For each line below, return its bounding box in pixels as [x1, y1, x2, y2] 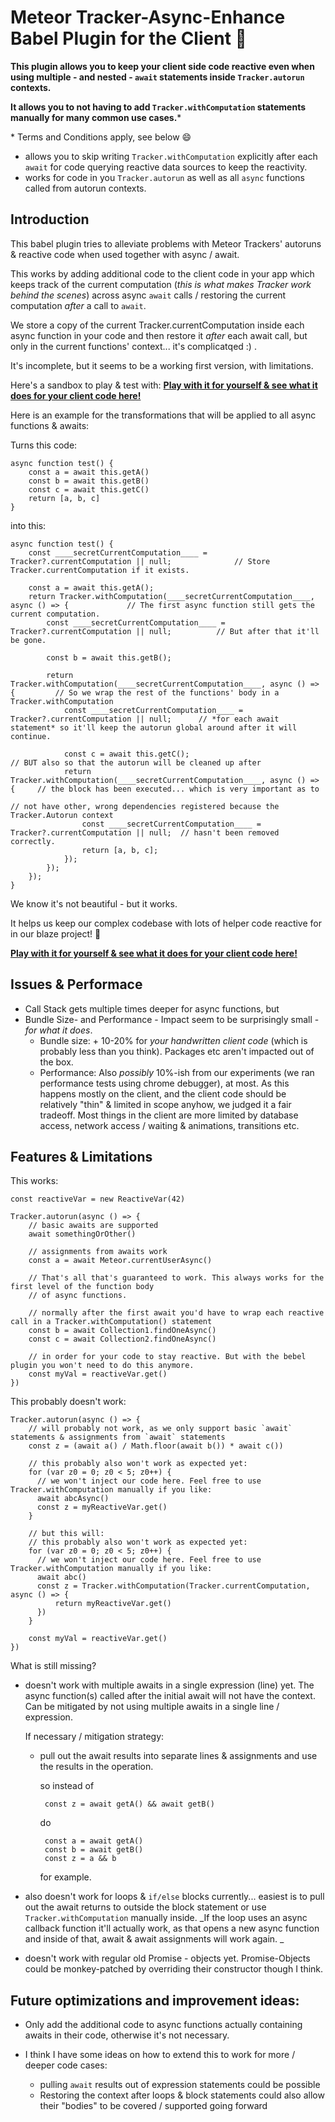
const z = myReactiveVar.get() [36, 1502, 168, 1513]
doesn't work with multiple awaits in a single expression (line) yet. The [24, 1679, 315, 1691]
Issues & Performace [10, 976, 143, 993]
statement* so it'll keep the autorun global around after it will [10, 722, 298, 733]
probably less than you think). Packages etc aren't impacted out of [39, 1045, 315, 1057]
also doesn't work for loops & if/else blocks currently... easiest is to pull [24, 1891, 325, 1903]
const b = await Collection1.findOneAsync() [28, 1326, 217, 1336]
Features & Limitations [10, 1148, 153, 1165]
